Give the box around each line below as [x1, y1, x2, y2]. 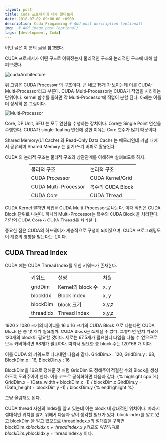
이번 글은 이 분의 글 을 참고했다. [5, 45, 65, 50]
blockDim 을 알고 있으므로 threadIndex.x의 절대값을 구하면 [10, 418, 125, 424]
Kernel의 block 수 [58, 283, 98, 290]
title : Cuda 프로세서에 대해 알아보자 [5, 12, 74, 17]
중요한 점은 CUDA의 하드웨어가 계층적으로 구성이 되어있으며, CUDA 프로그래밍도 [5, 227, 161, 233]
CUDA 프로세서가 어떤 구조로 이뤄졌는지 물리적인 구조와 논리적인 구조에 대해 [5, 55, 153, 61]
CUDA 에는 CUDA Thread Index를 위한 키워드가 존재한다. [5, 262, 118, 268]
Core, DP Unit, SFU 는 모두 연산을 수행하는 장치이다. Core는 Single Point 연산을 [5, 120, 161, 126]
